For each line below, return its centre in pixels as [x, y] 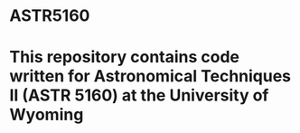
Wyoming [47, 115]
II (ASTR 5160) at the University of [139, 95]
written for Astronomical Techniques [150, 76]
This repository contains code [125, 57]
